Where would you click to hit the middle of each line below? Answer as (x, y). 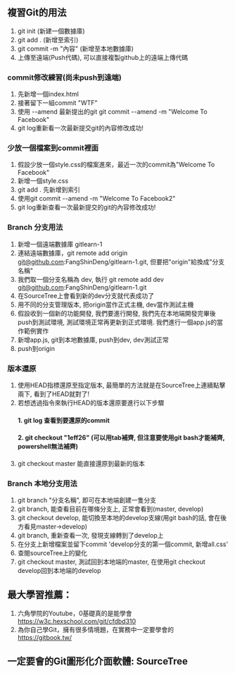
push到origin (36, 348)
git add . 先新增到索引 (49, 190)
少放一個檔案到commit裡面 (53, 148)
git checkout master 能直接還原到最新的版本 (81, 463)
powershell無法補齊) (48, 447)
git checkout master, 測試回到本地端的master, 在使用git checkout (111, 562)
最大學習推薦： (40, 595)
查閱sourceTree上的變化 (52, 553)
